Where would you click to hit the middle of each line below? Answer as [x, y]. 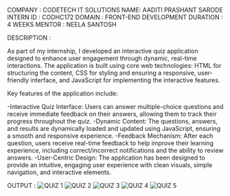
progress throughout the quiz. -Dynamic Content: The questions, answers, [112, 121]
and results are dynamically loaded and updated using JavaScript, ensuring [114, 128]
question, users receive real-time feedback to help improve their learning [111, 143]
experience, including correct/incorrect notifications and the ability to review [115, 150]
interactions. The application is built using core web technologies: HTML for [114, 65]
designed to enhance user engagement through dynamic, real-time [102, 58]
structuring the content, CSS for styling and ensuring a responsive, [102, 73]
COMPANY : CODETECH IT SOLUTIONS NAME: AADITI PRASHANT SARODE [115, 10]
